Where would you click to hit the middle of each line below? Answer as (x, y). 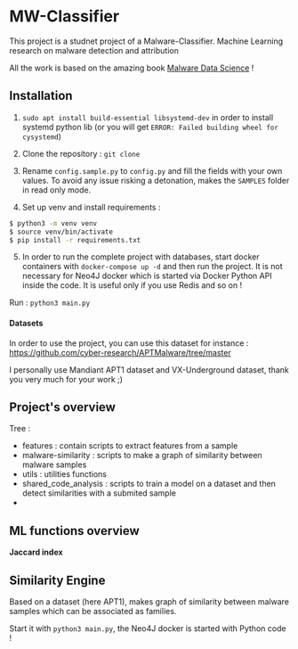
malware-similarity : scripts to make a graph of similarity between (142, 456)
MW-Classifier (64, 16)
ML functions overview (74, 531)
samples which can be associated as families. (93, 612)
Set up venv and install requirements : (91, 207)
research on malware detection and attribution (94, 50)
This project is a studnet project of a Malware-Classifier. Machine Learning (146, 41)
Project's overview (62, 407)
